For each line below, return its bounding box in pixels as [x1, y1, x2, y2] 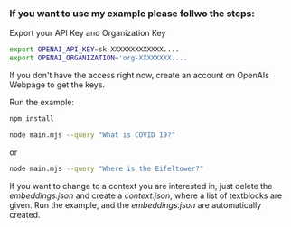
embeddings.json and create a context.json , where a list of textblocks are [9, 190, 283, 201]
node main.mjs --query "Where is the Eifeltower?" [9, 164, 204, 173]
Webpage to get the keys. [9, 79, 106, 90]
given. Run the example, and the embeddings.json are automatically [9, 199, 262, 210]
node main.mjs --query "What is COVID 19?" [9, 130, 176, 140]
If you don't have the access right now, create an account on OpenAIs [9, 70, 269, 81]
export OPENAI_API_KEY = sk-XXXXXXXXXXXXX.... [9, 45, 180, 54]
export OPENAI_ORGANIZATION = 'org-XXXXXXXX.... [9, 53, 188, 63]
